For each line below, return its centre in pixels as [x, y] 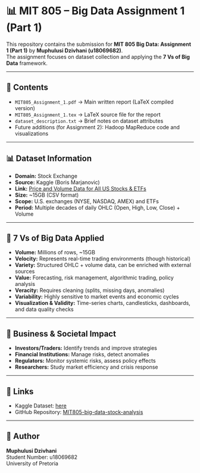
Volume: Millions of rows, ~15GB [55, 253]
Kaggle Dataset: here [40, 406]
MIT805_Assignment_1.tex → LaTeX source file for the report [87, 114]
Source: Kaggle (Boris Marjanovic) [57, 182]
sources [25, 272]
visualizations [32, 133]
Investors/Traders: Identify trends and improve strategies [86, 348]
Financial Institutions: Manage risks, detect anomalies [82, 354]
